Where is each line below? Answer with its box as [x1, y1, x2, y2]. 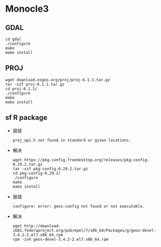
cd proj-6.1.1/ [5, 86, 38, 91]
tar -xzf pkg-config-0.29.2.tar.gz [12, 166, 88, 171]
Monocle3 [5, 3, 49, 15]
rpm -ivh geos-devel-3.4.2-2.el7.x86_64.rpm [12, 237, 109, 242]
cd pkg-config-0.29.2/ [12, 171, 61, 176]
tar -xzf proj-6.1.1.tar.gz [5, 82, 65, 87]
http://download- [24, 223, 61, 229]
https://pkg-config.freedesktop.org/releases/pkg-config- [24, 157, 150, 163]
